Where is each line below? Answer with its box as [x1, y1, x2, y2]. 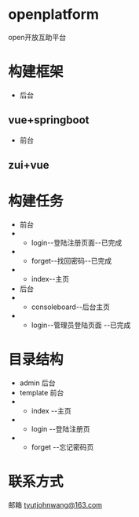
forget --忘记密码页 [31, 442, 94, 452]
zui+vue [8, 158, 49, 172]
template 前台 [19, 388, 64, 397]
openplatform [8, 5, 100, 24]
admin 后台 [19, 378, 57, 388]
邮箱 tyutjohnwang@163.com [8, 500, 103, 509]
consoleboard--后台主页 [31, 302, 111, 311]
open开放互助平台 [8, 32, 67, 42]
